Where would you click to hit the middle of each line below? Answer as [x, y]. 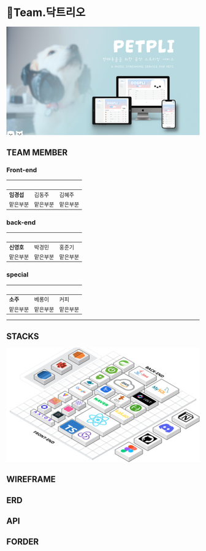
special [17, 275]
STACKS [23, 336]
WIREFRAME [31, 480]
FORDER [23, 542]
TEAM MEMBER [37, 152]
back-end [21, 222]
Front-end [22, 170]
